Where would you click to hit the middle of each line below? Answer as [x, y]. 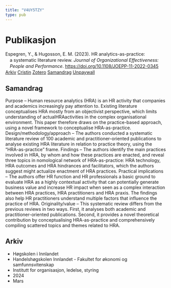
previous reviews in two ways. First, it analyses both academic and [76, 209]
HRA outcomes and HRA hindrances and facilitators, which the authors [80, 165]
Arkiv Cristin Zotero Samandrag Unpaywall [50, 73]
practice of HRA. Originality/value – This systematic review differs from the [84, 203]
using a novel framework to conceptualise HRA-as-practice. [68, 128]
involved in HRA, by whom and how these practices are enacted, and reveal [85, 155]
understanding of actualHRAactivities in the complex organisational [76, 117]
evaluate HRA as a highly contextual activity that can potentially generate [82, 182]
